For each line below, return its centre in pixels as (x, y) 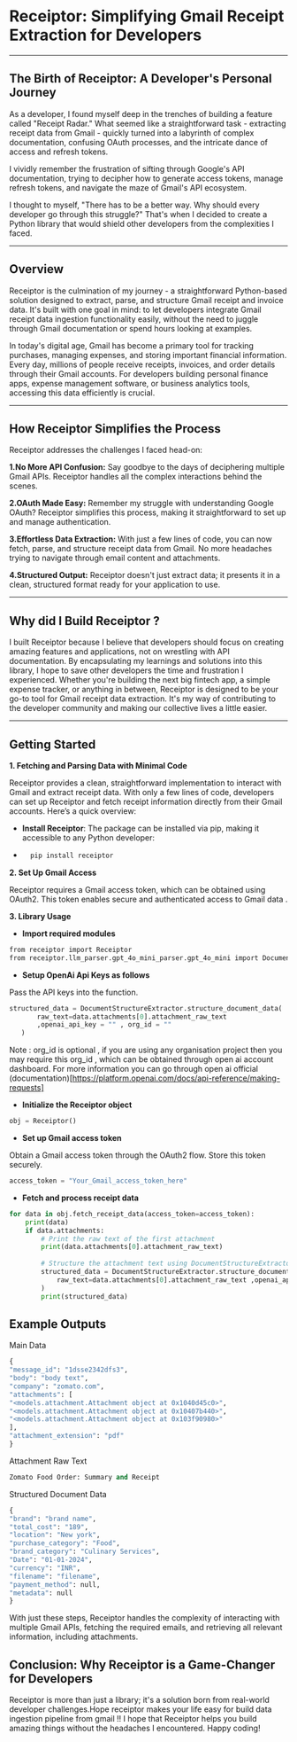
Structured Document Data (58, 1494)
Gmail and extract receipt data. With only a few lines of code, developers (142, 792)
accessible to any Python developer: (88, 838)
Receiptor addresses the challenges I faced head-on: (106, 450)
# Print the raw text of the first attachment (128, 1238)
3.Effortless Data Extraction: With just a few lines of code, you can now (141, 539)
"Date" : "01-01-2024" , (51, 1560)
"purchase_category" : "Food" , (65, 1543)
